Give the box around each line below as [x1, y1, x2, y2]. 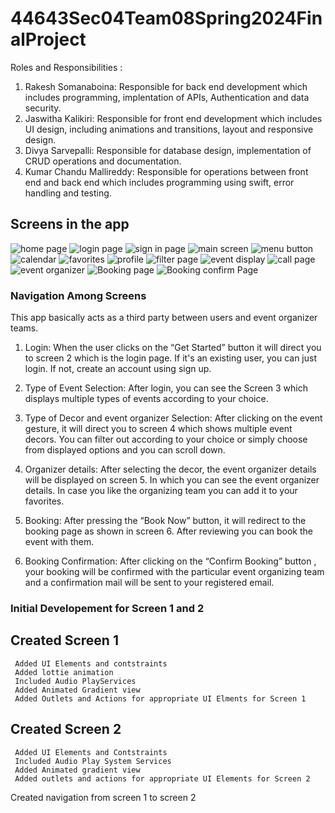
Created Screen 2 [10, 721, 122, 738]
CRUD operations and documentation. [24, 155, 182, 167]
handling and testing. [24, 187, 112, 199]
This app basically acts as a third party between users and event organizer [10, 312, 318, 324]
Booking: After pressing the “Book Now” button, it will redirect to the [24, 515, 307, 527]
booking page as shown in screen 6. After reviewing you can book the [24, 525, 314, 537]
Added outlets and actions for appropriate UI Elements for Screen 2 [14, 773, 311, 784]
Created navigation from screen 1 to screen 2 [10, 791, 197, 803]
